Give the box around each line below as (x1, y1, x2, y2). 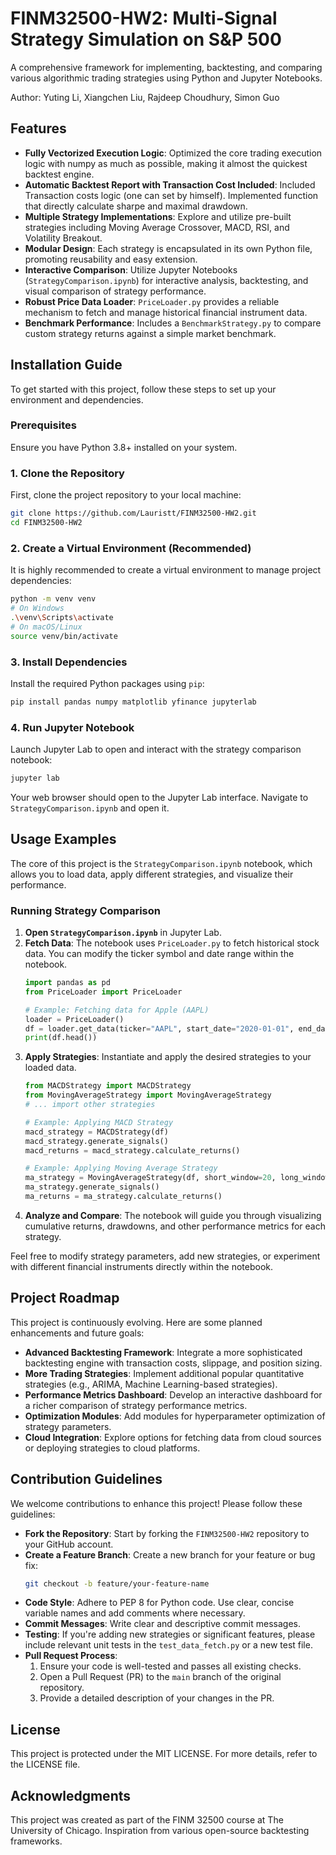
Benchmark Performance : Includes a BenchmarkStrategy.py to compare (24, 317, 322, 329)
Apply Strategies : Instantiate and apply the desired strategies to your (24, 1051, 312, 1063)
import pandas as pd (24, 978, 111, 988)
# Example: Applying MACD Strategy (24, 1117, 174, 1127)
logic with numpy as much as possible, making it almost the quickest (24, 157, 308, 169)
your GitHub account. (24, 1538, 114, 1550)
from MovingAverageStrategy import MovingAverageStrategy (24, 1090, 272, 1101)
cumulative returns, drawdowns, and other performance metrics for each (24, 1220, 327, 1232)
